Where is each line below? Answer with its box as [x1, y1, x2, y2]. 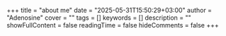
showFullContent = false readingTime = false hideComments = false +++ [6, 21, 219, 29]
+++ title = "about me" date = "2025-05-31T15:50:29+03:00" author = [6, 6, 213, 14]
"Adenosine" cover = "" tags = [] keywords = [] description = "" [6, 13, 192, 22]
